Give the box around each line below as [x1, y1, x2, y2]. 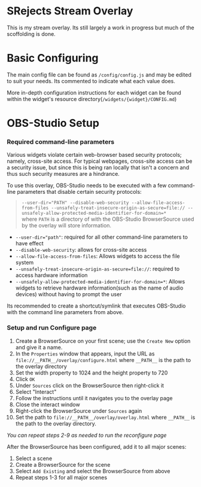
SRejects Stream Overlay [7, 4, 133, 18]
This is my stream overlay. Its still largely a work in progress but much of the [7, 24, 195, 31]
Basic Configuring [7, 51, 99, 65]
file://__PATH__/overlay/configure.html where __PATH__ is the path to [15, 356, 191, 363]
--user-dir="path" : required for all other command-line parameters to [15, 233, 188, 241]
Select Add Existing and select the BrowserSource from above [15, 467, 170, 474]
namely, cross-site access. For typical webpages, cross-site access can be [7, 157, 193, 165]
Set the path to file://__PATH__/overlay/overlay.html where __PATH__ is [15, 413, 196, 421]
